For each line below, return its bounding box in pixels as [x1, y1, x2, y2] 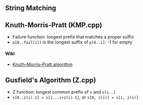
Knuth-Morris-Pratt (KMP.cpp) [5, 21, 103, 29]
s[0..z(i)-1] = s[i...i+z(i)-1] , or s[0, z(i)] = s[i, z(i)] [12, 94, 139, 101]
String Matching [5, 4, 56, 12]
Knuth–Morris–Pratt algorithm [12, 61, 73, 67]
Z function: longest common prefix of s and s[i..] [12, 89, 116, 95]
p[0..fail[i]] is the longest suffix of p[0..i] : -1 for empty [12, 39, 133, 45]
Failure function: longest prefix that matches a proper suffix [12, 34, 134, 40]
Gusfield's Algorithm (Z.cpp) [5, 76, 96, 84]
